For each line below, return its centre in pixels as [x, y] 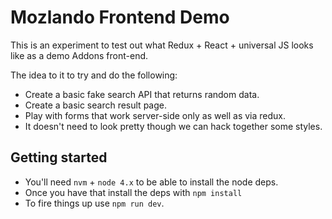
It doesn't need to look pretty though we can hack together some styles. [173, 126]
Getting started [59, 157]
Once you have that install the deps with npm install [133, 192]
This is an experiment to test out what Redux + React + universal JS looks [162, 45]
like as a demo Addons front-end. [79, 55]
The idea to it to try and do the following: [94, 75]
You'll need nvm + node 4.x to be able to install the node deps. [151, 182]
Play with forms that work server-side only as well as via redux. [155, 115]
